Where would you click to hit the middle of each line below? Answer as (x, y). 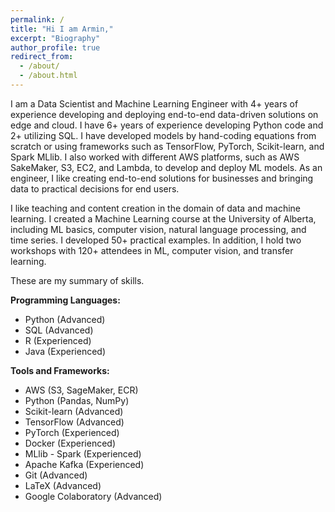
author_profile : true (55, 47)
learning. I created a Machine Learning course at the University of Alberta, (163, 218)
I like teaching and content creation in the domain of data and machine (155, 208)
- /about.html (48, 76)
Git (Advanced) (56, 475)
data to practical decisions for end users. (95, 188)
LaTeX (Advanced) (63, 485)
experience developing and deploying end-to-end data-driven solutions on (164, 114)
